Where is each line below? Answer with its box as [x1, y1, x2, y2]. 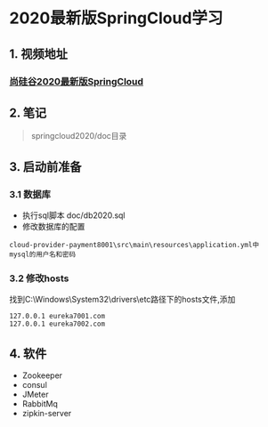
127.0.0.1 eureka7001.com [9, 312, 105, 321]
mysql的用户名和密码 [9, 250, 77, 259]
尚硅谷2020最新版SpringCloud [9, 75, 144, 87]
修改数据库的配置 [21, 222, 85, 231]
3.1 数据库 [9, 188, 52, 200]
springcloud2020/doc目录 [30, 131, 127, 141]
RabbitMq [21, 399, 58, 409]
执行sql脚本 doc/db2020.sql [21, 210, 126, 221]
